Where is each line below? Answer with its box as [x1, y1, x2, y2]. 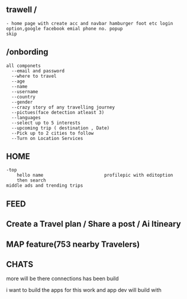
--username [11, 88, 38, 94]
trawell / [6, 5, 37, 15]
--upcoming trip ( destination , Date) [11, 125, 110, 131]
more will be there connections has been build [6, 275, 120, 282]
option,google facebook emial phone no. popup [6, 26, 123, 31]
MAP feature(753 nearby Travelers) [6, 239, 140, 249]
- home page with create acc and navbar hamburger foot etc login [6, 20, 173, 26]
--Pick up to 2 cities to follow [11, 130, 94, 136]
